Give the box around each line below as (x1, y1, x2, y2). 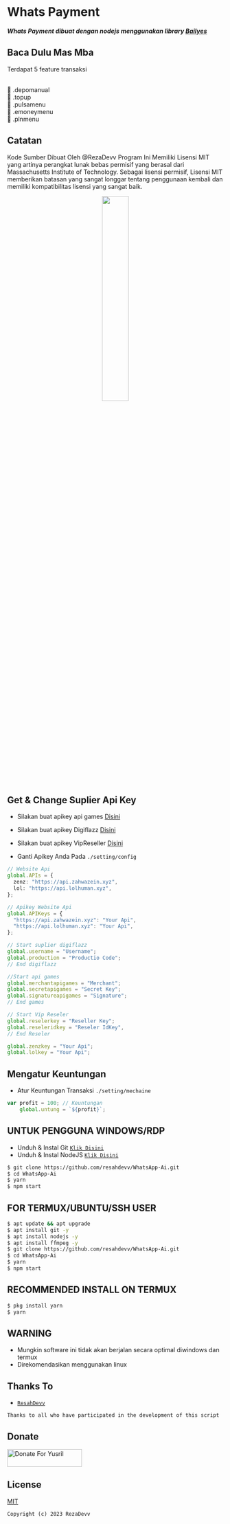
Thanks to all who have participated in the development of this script (7, 1412, 220, 1419)
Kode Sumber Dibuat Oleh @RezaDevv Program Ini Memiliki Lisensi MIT (7, 153, 210, 161)
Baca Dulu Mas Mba (7, 47, 94, 58)
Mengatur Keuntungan (7, 1068, 106, 1079)
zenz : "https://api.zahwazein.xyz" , (13, 879, 118, 886)
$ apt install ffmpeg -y (7, 1240, 78, 1246)
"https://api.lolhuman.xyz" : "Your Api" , (13, 923, 134, 930)
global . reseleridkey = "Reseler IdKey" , (7, 1024, 125, 1031)
